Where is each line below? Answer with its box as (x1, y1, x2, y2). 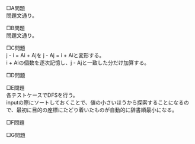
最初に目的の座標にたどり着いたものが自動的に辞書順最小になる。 (16, 106, 178, 113)
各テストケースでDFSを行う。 (6, 91, 78, 99)
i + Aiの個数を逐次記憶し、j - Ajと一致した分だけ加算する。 (6, 59, 150, 66)
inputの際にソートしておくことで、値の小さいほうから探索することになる (6, 99, 184, 106)
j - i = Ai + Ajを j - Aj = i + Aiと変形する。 (6, 52, 105, 58)
